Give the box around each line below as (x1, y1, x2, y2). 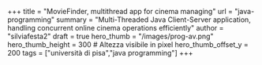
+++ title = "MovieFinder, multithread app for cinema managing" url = (7, 7, 234, 16)
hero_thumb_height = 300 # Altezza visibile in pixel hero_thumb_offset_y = (7, 40, 249, 49)
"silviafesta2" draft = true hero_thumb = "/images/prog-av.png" (7, 31, 214, 41)
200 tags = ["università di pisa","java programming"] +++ (7, 49, 193, 57)
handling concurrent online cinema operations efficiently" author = (7, 23, 224, 32)
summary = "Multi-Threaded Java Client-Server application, (55, 15, 252, 24)
